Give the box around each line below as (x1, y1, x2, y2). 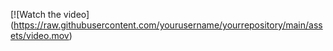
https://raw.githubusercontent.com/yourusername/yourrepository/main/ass (13, 19, 323, 31)
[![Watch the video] (10, 9, 90, 20)
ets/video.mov (10, 30, 70, 41)
